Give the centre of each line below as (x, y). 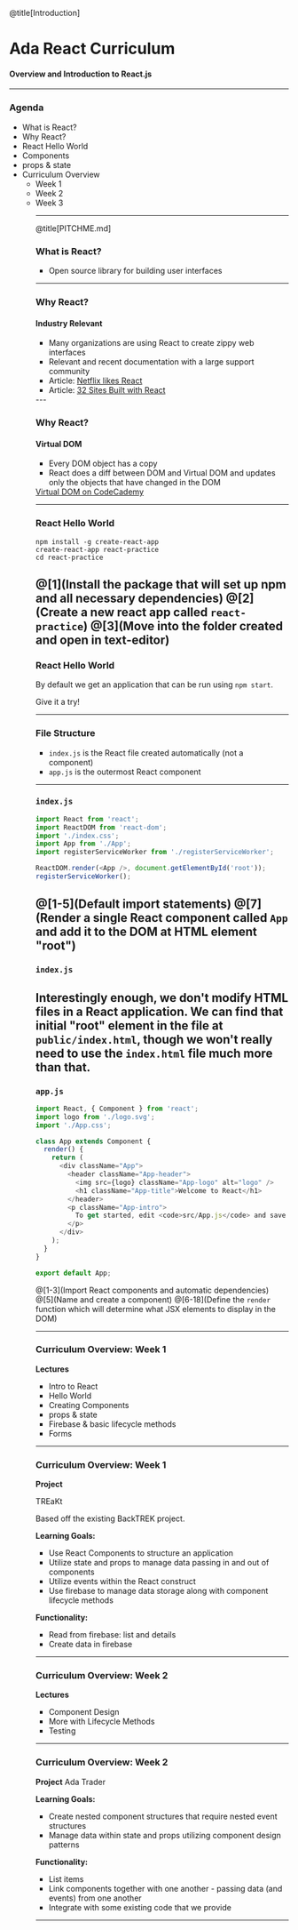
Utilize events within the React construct (122, 1582)
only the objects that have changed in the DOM (135, 483)
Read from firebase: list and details (112, 1635)
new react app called (149, 612)
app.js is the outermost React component (125, 772)
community (69, 372)
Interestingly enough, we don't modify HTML (162, 998)
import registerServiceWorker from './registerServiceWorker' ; (155, 853)
